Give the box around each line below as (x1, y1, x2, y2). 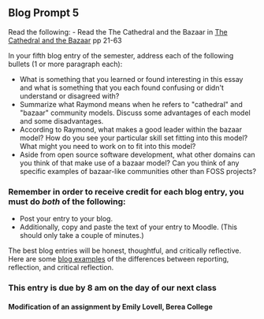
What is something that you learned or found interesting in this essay (19, 74, 244, 83)
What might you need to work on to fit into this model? (19, 141, 196, 150)
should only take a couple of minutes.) (19, 231, 144, 240)
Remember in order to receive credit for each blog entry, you (8, 186, 244, 197)
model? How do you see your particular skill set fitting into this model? (19, 133, 248, 143)
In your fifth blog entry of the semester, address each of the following (8, 50, 234, 60)
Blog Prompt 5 (8, 6, 80, 20)
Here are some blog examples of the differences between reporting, (8, 254, 229, 264)
